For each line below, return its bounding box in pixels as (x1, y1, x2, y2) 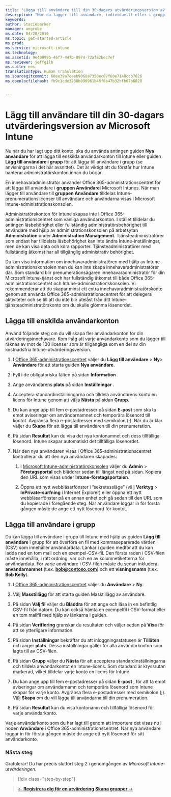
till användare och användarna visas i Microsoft (55, 196, 155, 202)
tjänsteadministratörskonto (5, 301, 62, 308)
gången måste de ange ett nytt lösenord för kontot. (20, 505, 127, 512)
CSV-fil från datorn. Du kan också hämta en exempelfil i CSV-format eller (12, 607, 166, 613)
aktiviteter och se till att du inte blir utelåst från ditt (5, 296, 111, 303)
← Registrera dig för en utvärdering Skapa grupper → (17, 785, 133, 792)
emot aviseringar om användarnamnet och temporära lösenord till (12, 412, 151, 418)
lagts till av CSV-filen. (12, 648, 58, 654)
